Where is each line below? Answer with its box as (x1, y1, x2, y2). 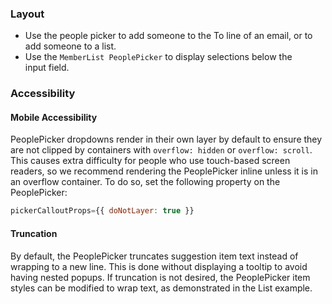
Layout (10, 7, 45, 21)
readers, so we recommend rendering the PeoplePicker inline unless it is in (10, 165, 318, 177)
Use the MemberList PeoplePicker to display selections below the (24, 51, 293, 63)
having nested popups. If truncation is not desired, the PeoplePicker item (10, 271, 311, 283)
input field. (24, 62, 70, 74)
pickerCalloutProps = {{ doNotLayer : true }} (10, 206, 195, 216)
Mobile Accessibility (10, 111, 98, 123)
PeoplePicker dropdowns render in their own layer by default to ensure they (10, 133, 323, 146)
